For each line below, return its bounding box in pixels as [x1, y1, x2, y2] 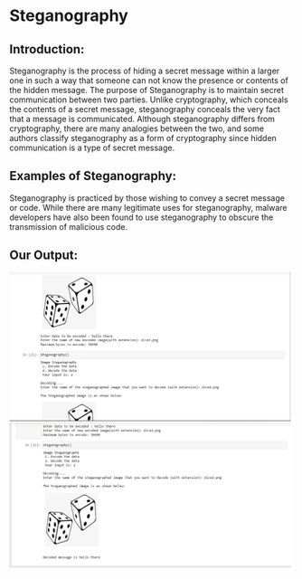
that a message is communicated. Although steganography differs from [9, 114, 276, 124]
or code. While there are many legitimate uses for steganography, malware [9, 202, 288, 213]
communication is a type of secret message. [9, 142, 175, 153]
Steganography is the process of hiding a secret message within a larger [9, 65, 280, 76]
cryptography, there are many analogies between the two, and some [9, 123, 265, 134]
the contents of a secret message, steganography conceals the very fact [9, 104, 280, 114]
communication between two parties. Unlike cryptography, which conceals [9, 94, 288, 105]
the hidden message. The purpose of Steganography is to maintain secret [9, 85, 285, 95]
